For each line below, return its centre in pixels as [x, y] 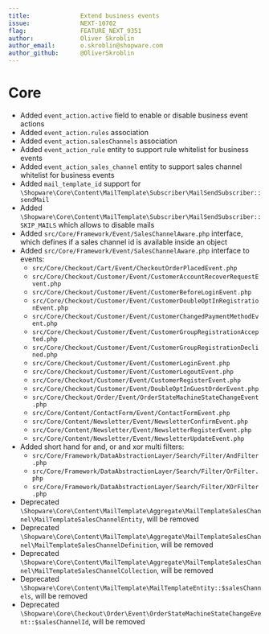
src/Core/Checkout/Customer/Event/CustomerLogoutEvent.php [133, 372]
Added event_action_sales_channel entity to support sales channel [131, 167]
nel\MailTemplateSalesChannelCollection [88, 571]
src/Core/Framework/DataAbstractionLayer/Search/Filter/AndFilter [145, 455]
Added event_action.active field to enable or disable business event [134, 115]
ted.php [45, 339]
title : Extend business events [84, 16]
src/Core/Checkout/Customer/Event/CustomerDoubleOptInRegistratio [145, 301]
